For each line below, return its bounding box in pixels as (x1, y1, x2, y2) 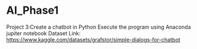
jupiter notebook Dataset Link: (6, 29, 81, 36)
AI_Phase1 (6, 4, 59, 17)
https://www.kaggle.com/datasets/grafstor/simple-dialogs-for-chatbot (6, 36, 181, 43)
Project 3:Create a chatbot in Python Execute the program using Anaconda (6, 23, 191, 30)
